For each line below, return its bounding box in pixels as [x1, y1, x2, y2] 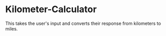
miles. [5, 25, 18, 31]
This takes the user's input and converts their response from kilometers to [5, 20, 161, 26]
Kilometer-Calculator [5, 4, 97, 15]
